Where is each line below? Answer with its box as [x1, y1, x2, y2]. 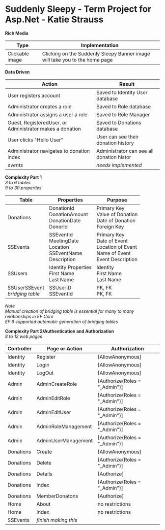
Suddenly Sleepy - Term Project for [5, 3, 151, 15]
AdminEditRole [36, 395, 70, 401]
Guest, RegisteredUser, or [7, 119, 67, 126]
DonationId [49, 204, 75, 211]
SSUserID [49, 284, 72, 291]
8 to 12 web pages [5, 333, 43, 339]
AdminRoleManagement [36, 423, 92, 430]
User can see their [96, 133, 139, 140]
